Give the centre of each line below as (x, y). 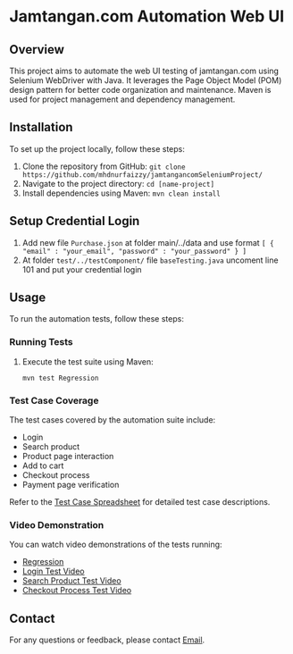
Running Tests (41, 342)
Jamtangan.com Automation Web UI (147, 17)
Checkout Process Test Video (77, 591)
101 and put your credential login (82, 269)
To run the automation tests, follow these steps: (97, 319)
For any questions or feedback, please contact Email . (107, 640)
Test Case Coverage (54, 400)
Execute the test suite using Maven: (88, 361)
